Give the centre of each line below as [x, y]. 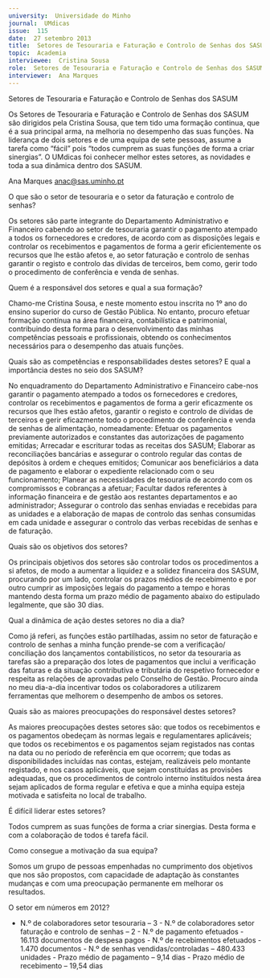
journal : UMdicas [39, 23]
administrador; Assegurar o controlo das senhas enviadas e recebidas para [133, 505]
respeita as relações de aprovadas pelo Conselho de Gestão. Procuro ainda [133, 678]
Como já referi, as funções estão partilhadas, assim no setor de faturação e [133, 635]
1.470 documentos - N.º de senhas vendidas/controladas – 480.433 [132, 948]
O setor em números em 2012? [59, 907]
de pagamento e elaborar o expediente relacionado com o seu [111, 471]
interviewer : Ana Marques [53, 76]
